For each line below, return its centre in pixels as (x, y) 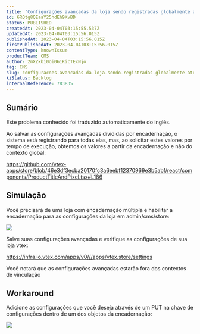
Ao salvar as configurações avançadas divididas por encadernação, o (92, 133)
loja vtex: (17, 245)
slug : (13, 73)
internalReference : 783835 (40, 84)
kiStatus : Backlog (29, 78)
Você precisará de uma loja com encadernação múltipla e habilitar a (90, 210)
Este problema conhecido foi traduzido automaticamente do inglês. (88, 122)
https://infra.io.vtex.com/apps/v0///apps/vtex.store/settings (79, 257)
